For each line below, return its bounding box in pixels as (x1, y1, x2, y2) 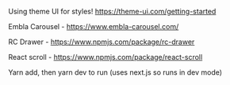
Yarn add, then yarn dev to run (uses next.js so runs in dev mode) (8, 68, 223, 77)
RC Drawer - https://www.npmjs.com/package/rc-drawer (8, 37, 195, 46)
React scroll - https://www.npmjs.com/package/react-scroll (8, 53, 203, 61)
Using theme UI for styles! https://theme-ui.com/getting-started (8, 7, 217, 16)
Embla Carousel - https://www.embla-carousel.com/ (8, 22, 179, 31)
